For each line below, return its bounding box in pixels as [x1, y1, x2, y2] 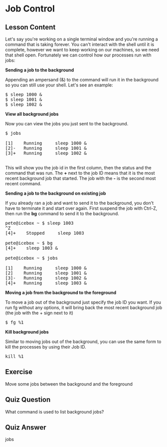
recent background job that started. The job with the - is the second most [5, 175, 156, 181]
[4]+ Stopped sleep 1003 [5, 230, 84, 236]
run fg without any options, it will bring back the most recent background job [5, 305, 163, 310]
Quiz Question [5, 396, 51, 404]
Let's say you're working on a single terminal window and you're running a [5, 36, 158, 42]
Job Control [5, 3, 55, 14]
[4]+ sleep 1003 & [5, 245, 58, 251]
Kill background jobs [5, 329, 49, 335]
